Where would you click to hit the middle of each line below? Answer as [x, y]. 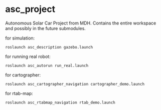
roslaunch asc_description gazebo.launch [49, 47]
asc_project [30, 9]
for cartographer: [23, 75]
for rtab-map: [19, 93]
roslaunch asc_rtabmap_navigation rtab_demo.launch [60, 102]
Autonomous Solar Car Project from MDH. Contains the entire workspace [81, 23]
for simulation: [20, 38]
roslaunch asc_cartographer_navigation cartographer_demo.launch [75, 84]
